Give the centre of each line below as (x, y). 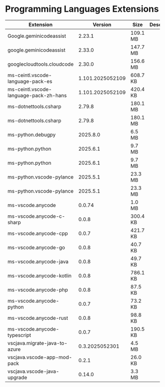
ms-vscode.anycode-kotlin (40, 276)
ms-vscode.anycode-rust (38, 318)
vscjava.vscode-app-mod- (40, 357)
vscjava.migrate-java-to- (38, 343)
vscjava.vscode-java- (33, 371)
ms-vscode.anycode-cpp (38, 233)
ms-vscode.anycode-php (38, 289)
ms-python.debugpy (32, 134)
